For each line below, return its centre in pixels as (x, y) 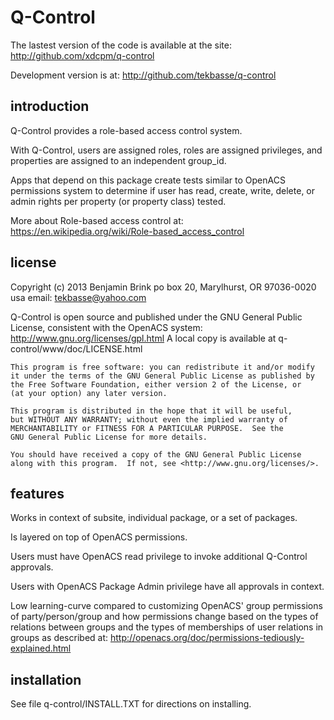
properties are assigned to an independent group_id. (118, 160)
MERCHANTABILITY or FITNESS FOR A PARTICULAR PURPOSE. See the (147, 428)
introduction (50, 106)
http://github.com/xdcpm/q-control (82, 55)
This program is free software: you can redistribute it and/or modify (162, 367)
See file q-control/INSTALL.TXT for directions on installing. (131, 704)
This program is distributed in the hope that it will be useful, (151, 411)
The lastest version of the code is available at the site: (121, 45)
